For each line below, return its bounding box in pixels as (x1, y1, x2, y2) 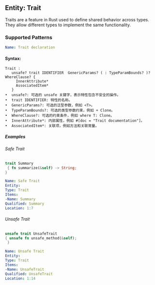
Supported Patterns (5, 34, 52, 41)
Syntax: (5, 55, 21, 61)
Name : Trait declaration (5, 45, 55, 50)
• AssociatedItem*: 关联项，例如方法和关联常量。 (5, 124, 99, 128)
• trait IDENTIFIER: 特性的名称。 (5, 98, 73, 103)
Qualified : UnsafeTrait (5, 271, 53, 276)
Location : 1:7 (5, 206, 34, 210)
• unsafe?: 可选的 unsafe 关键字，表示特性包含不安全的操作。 (5, 93, 121, 97)
